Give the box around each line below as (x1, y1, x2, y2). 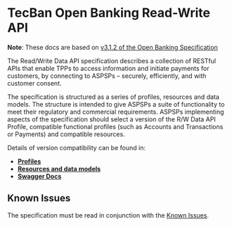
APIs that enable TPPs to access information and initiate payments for (7, 64, 210, 72)
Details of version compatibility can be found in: (7, 143, 146, 152)
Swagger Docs (17, 172, 62, 180)
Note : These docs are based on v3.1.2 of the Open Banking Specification (7, 43, 218, 51)
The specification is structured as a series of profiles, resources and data (7, 93, 220, 101)
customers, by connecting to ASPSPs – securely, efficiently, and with (7, 72, 207, 80)
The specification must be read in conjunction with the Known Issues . (7, 211, 210, 219)
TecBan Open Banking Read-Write (7, 5, 211, 21)
